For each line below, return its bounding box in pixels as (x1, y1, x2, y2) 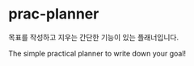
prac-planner (8, 5, 99, 23)
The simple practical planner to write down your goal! (8, 48, 187, 58)
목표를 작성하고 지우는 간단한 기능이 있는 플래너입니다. (8, 32, 179, 42)
